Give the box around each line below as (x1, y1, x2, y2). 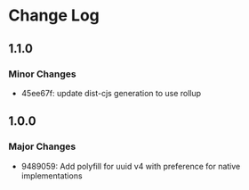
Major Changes (8, 140, 76, 153)
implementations (20, 170, 83, 181)
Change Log (8, 5, 100, 26)
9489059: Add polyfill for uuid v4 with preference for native (20, 161, 241, 171)
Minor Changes (8, 68, 76, 80)
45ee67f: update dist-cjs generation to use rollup (20, 87, 202, 98)
